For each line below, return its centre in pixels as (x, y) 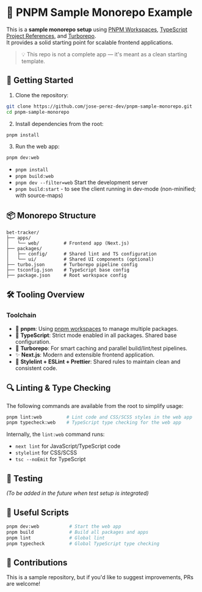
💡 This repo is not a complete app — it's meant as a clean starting (104, 54)
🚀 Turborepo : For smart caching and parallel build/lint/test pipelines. (101, 348)
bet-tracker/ (23, 233)
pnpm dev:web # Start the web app (64, 526)
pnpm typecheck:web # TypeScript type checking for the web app (94, 423)
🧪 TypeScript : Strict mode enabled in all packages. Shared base (96, 335)
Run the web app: (37, 147)
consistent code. (36, 368)
